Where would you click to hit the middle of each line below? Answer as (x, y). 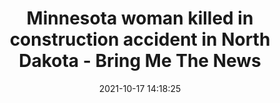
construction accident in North (140, 39)
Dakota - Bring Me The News (140, 61)
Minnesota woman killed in (140, 18)
